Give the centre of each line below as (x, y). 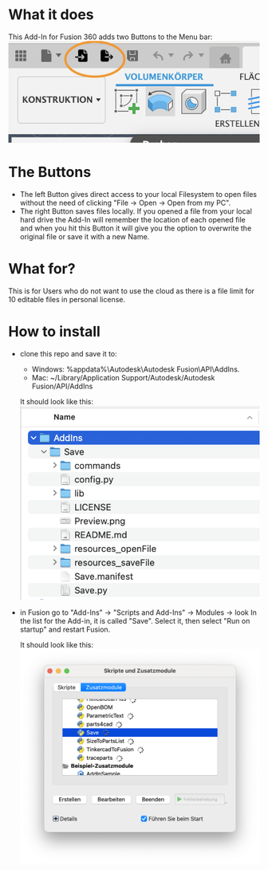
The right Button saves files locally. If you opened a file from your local (136, 211)
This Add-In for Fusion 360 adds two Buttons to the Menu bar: (110, 37)
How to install (55, 331)
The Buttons (50, 172)
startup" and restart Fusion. (65, 630)
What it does (51, 15)
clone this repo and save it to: (68, 353)
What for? (42, 268)
